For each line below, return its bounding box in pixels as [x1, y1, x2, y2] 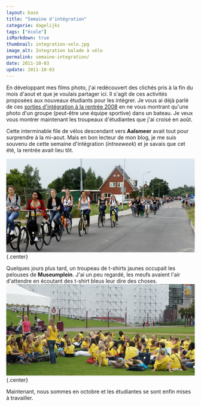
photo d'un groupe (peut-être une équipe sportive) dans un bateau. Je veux [6, 109, 193, 116]
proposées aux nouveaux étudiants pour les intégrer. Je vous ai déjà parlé [6, 97, 189, 104]
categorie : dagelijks [6, 22, 60, 28]
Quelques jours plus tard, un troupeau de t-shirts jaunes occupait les [6, 264, 176, 272]
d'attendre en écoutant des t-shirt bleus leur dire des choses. [6, 277, 157, 284]
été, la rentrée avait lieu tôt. [6, 146, 74, 154]
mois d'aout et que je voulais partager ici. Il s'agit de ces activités [6, 90, 167, 97]
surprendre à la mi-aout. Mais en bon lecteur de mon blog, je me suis [6, 134, 176, 141]
